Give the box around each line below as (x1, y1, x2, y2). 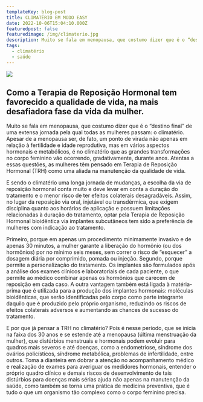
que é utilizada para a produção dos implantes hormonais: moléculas (22, 287, 193, 294)
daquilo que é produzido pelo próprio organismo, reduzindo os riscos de (6, 300, 187, 307)
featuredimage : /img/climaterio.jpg (6, 31, 98, 37)
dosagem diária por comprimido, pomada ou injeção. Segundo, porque (6, 255, 183, 262)
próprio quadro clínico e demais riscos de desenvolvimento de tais (6, 369, 172, 377)
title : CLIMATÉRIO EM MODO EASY (6, 15, 88, 21)
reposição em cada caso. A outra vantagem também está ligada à (6, 280, 170, 288)
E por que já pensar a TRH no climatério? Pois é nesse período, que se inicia (6, 325, 196, 332)
